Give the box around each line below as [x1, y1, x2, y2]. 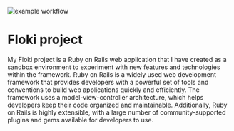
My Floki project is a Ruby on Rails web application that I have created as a [7, 55, 227, 63]
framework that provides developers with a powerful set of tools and [7, 78, 209, 86]
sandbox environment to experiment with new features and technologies [7, 63, 220, 71]
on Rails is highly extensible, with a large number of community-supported [7, 108, 226, 117]
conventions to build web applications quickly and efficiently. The [7, 85, 200, 94]
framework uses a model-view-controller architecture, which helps [7, 93, 204, 101]
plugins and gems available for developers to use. [7, 115, 154, 124]
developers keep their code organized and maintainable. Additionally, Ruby [7, 100, 228, 109]
